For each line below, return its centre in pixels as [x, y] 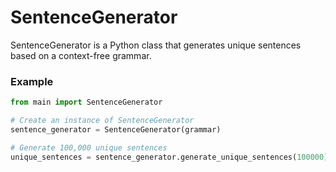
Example [32, 81]
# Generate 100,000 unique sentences [89, 147]
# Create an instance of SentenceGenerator [102, 121]
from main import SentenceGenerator [86, 102]
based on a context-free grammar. [81, 55]
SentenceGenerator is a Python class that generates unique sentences [156, 45]
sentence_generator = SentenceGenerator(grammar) [116, 129]
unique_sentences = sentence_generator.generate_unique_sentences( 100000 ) [169, 157]
